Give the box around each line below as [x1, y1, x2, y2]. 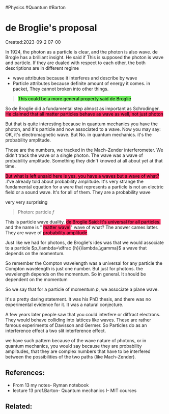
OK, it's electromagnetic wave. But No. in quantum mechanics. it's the [5, 131, 152, 137]
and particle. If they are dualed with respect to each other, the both [5, 60, 146, 66]
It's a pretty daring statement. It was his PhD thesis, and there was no [5, 296, 151, 302]
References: [5, 369, 45, 377]
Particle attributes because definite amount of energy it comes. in [12, 80, 151, 86]
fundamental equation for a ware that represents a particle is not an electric [5, 183, 164, 190]
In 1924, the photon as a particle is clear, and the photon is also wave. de [5, 48, 158, 55]
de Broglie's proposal [5, 22, 97, 34]
